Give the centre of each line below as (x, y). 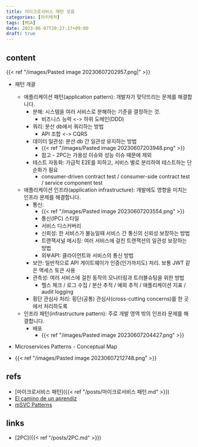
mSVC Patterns (33, 404)
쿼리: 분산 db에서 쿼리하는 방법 (68, 126)
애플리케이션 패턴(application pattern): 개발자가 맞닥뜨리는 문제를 (100, 97)
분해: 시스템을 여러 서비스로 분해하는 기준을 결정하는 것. (97, 111)
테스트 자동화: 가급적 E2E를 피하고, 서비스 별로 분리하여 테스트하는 (109, 162)
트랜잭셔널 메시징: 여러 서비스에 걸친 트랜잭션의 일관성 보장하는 (114, 240)
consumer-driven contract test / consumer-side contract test (116, 176)
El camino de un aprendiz (46, 398)
